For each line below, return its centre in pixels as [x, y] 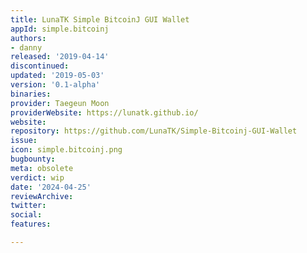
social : [26, 215]
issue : [24, 141]
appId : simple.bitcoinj [60, 29]
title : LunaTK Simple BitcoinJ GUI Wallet [100, 19]
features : [31, 224]
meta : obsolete [42, 168]
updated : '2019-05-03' [57, 76]
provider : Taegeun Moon [60, 103]
